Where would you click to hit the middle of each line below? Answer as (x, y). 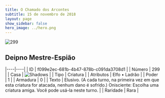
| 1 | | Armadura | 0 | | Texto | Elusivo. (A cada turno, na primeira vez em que (82, 80)
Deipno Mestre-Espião (40, 57)
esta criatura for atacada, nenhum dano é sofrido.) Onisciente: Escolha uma (82, 85)
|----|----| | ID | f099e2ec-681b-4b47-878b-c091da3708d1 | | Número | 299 (82, 69)
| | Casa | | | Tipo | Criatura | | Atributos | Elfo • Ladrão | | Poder (82, 74)
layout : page (18, 19)
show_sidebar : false (26, 23)
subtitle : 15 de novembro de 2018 (41, 14)
